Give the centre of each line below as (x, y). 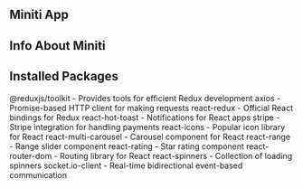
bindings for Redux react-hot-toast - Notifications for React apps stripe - (145, 117)
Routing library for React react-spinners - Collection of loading (176, 155)
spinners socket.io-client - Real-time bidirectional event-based (126, 165)
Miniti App (39, 15)
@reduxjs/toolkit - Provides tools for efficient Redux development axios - (145, 98)
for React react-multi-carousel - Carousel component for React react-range (150, 136)
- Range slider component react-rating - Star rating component (127, 146)
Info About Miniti (57, 46)
